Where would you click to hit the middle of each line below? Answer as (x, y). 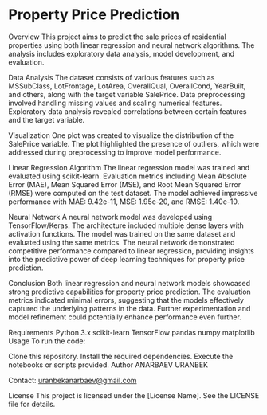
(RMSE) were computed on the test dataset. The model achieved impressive (133, 193)
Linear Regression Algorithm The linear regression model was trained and (129, 167)
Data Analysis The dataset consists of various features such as (112, 77)
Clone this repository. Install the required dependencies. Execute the (121, 356)
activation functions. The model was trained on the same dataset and (122, 233)
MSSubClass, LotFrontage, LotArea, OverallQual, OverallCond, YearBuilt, (127, 86)
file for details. (32, 404)
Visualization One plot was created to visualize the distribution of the (121, 135)
